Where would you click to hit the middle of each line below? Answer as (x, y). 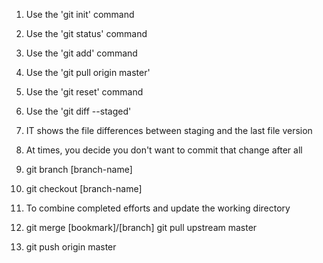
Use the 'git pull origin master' (88, 72)
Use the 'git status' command (86, 33)
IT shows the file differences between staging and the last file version (169, 130)
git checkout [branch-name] (84, 188)
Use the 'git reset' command (84, 92)
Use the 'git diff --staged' (78, 111)
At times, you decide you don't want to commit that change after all (164, 150)
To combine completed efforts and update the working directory (158, 208)
